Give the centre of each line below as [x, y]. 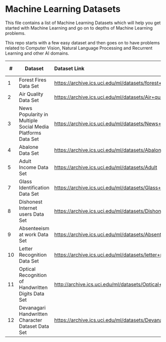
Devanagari [32, 308]
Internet [28, 208]
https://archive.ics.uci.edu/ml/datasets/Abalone [109, 150]
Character [31, 320]
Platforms [30, 133]
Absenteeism [34, 228]
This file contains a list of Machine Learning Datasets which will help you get [83, 23]
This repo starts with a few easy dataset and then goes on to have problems [83, 42]
